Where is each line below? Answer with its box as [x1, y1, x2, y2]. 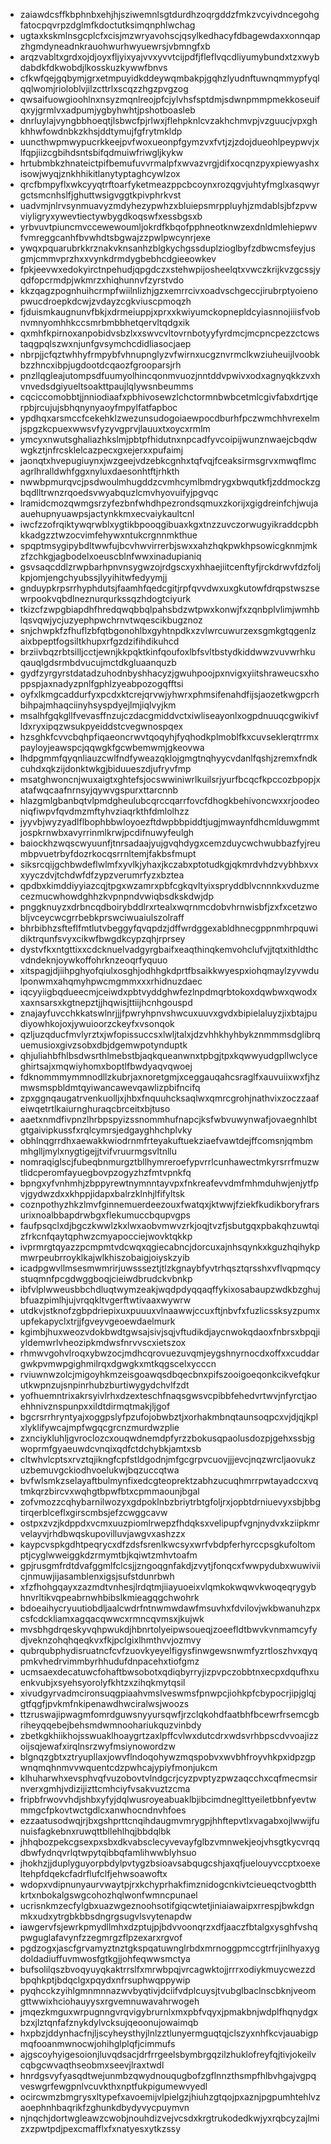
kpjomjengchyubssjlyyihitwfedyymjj [19, 572, 168, 583]
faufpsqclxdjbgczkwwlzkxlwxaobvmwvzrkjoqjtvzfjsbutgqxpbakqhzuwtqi [19, 1220, 320, 1231]
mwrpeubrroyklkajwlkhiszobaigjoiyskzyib [19, 1252, 190, 1263]
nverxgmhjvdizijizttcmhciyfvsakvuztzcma [19, 1783, 191, 1794]
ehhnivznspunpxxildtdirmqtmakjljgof [19, 1400, 171, 1412]
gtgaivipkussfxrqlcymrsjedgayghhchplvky [19, 1124, 193, 1136]
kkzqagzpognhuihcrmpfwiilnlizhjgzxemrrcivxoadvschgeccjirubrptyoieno [19, 285, 318, 296]
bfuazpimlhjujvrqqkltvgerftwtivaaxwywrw [19, 1294, 192, 1306]
